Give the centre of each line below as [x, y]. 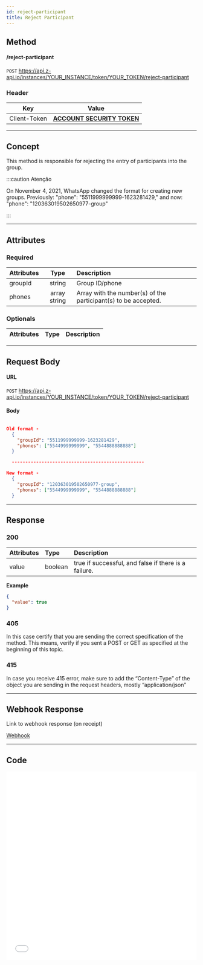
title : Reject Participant [40, 18]
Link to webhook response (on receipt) [54, 724]
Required [20, 257]
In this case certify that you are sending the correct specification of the [95, 637]
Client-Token [28, 118]
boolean [56, 567]
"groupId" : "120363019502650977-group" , [69, 484]
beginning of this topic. [35, 650]
